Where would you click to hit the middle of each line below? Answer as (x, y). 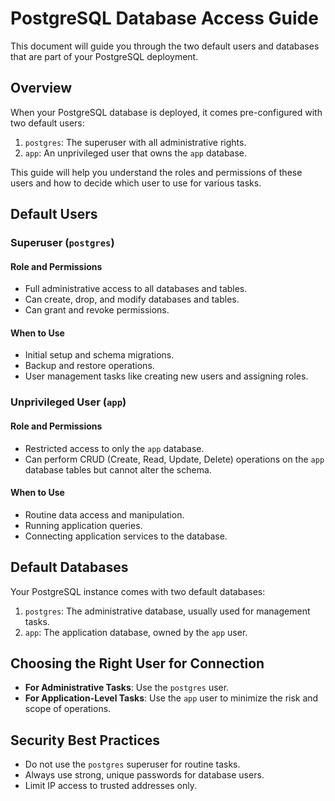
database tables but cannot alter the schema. (118, 469)
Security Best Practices (85, 740)
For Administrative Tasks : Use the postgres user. (127, 688)
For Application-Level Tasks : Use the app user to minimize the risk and (171, 698)
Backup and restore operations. (89, 366)
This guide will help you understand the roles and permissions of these (156, 172)
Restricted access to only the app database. (114, 448)
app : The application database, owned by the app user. (136, 632)
